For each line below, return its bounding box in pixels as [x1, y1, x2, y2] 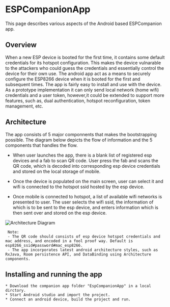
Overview [5, 41, 37, 49]
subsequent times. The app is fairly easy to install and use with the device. [5, 81, 162, 87]
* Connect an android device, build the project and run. [5, 297, 131, 302]
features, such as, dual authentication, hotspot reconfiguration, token [5, 97, 151, 104]
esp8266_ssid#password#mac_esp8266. [5, 243, 83, 248]
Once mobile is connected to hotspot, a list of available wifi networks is [12, 193, 162, 199]
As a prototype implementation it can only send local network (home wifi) [5, 87, 159, 93]
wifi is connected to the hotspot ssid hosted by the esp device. [12, 184, 145, 190]
